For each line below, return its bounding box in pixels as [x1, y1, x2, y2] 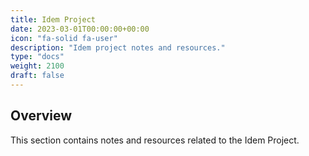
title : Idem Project [10, 14, 97, 25]
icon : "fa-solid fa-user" [10, 33, 118, 43]
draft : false [10, 71, 65, 81]
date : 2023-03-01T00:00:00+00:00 [10, 24, 150, 34]
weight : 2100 [10, 61, 65, 71]
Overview [10, 107, 73, 125]
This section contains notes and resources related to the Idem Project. [10, 134, 300, 146]
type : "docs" [10, 52, 65, 62]
